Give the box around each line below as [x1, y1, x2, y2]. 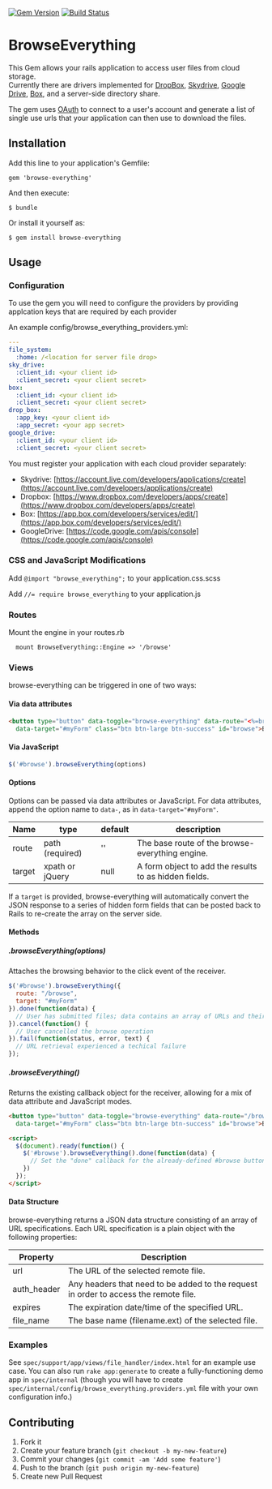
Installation [8, 136, 66, 150]
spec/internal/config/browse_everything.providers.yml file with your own [8, 1384, 259, 1393]
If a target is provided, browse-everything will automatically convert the [8, 891, 249, 901]
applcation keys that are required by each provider [8, 307, 177, 316]
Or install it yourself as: [8, 217, 85, 227]
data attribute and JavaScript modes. [8, 1096, 132, 1106]
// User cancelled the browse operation [15, 1027, 154, 1036]
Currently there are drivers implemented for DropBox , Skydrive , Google [8, 79, 245, 89]
